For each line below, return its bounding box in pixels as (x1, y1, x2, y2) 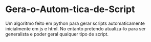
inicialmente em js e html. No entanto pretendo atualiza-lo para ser (5, 25, 146, 31)
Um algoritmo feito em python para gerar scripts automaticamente (5, 20, 145, 26)
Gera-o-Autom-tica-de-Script (5, 4, 135, 15)
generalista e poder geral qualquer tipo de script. (5, 31, 109, 37)
